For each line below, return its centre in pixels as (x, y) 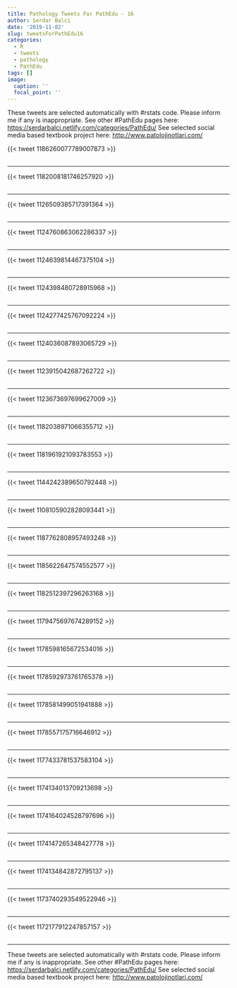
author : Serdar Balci (39, 20)
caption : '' (31, 86)
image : (17, 79)
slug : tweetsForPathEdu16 (45, 34)
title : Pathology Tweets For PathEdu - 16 (71, 14)
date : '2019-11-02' (36, 27)
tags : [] (20, 73)
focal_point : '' (37, 92)
